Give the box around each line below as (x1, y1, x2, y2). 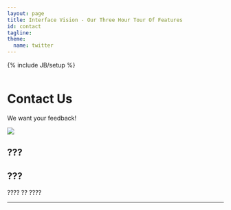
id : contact (7, 23, 41, 30)
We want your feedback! (7, 114, 77, 122)
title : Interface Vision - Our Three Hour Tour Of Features (7, 17, 184, 23)
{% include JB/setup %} (7, 61, 76, 69)
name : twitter (13, 42, 54, 49)
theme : (7, 36, 26, 43)
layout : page (7, 10, 45, 17)
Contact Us (7, 91, 73, 107)
